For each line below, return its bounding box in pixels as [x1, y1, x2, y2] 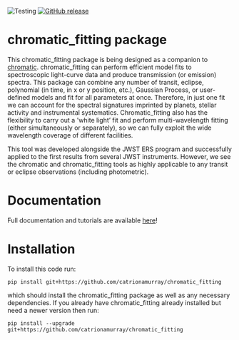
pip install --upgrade [7, 319, 75, 327]
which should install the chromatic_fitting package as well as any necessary [7, 291, 230, 299]
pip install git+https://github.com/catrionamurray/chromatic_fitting [7, 278, 222, 285]
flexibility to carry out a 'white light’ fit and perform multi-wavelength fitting [7, 115, 228, 124]
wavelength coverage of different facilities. [7, 130, 133, 139]
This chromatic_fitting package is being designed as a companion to [7, 55, 208, 63]
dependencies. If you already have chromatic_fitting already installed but [7, 298, 221, 306]
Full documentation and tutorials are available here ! [7, 216, 158, 225]
